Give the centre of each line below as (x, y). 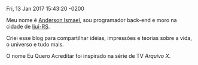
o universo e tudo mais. (35, 44)
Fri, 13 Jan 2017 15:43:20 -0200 (45, 9)
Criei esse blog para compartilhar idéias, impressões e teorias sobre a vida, (99, 38)
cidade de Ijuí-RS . (28, 27)
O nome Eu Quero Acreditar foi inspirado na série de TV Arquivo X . (89, 56)
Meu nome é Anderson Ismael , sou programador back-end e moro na (92, 20)
